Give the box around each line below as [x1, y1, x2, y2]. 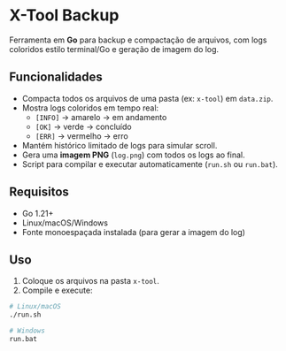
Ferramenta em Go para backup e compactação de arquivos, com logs [9, 34, 267, 45]
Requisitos [9, 185, 69, 200]
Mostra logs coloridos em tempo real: [21, 103, 159, 113]
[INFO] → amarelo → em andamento [35, 111, 167, 122]
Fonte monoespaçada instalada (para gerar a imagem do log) [21, 226, 246, 237]
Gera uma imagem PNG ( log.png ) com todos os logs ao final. [21, 149, 245, 160]
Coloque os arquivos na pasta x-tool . [21, 276, 159, 286]
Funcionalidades [9, 70, 104, 85]
